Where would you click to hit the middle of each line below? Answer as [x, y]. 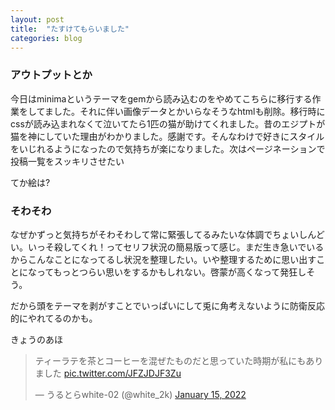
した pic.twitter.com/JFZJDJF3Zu [112, 373]
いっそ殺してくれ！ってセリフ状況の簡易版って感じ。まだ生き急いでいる [176, 247]
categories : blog [46, 38]
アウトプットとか [51, 75]
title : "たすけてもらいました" [70, 29]
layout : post [37, 19]
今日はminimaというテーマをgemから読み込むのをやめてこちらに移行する [161, 98]
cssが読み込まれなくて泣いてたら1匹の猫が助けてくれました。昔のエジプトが [168, 123]
